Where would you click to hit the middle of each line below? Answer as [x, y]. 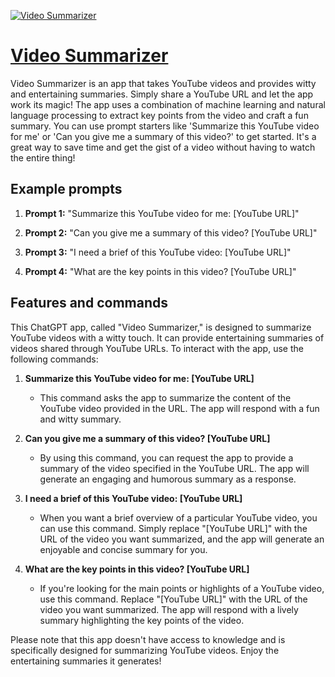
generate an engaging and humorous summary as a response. [168, 479]
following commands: [54, 359]
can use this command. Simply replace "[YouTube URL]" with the [173, 528]
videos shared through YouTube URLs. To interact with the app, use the [157, 348]
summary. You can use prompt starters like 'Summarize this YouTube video [165, 126]
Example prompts [66, 189]
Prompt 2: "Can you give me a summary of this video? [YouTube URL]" [171, 232]
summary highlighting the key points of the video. [142, 620]
